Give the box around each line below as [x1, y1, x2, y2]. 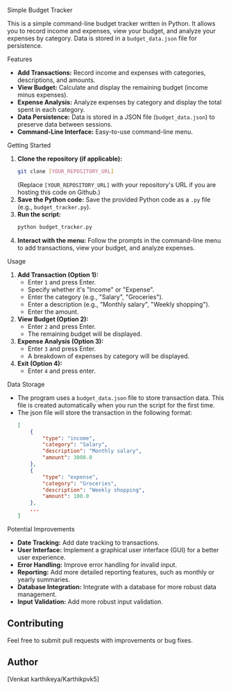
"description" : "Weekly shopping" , [42, 486, 146, 493]
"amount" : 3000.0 [42, 454, 92, 461]
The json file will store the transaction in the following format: [17, 408, 193, 417]
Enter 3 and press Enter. [27, 344, 96, 353]
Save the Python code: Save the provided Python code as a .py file [17, 195, 211, 204]
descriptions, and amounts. [17, 76, 96, 84]
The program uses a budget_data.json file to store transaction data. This [17, 393, 224, 402]
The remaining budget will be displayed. [27, 330, 142, 338]
